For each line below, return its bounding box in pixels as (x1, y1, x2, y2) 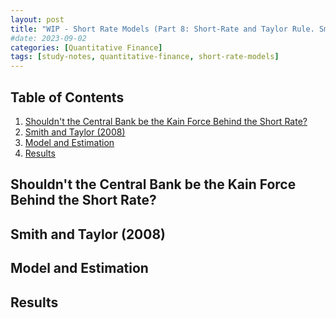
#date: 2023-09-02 (10, 33, 87, 43)
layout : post (10, 14, 65, 25)
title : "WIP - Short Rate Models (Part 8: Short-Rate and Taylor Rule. (10, 24, 315, 34)
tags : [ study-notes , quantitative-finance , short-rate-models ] (10, 52, 280, 62)
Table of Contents (10, 89, 125, 106)
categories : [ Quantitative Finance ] (10, 42, 163, 53)
